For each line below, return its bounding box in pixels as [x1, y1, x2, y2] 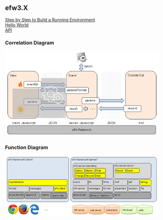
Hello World [5, 22, 29, 28]
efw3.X [5, 4, 28, 12]
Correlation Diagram [5, 39, 55, 46]
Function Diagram [5, 144, 48, 150]
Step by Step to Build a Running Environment [5, 17, 95, 22]
